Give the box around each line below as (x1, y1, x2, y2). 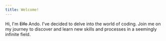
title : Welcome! (5, 7, 39, 12)
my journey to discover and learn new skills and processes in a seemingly (5, 26, 157, 32)
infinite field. (5, 31, 31, 37)
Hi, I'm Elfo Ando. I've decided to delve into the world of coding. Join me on (5, 21, 161, 27)
